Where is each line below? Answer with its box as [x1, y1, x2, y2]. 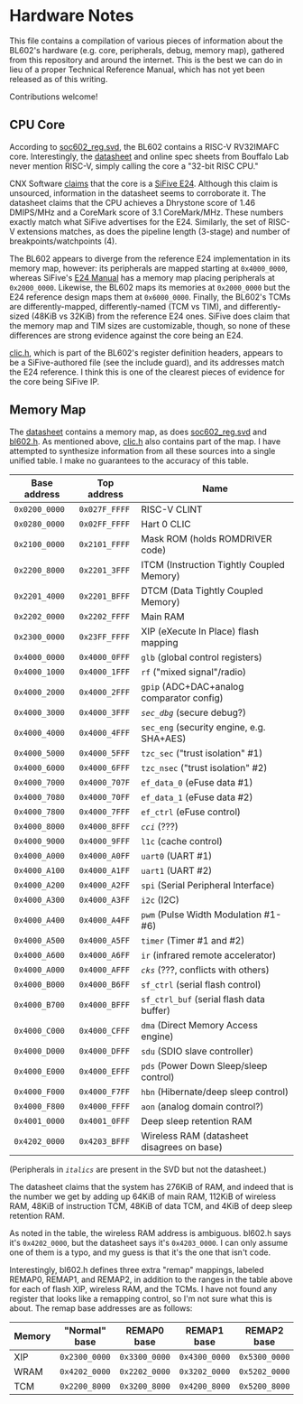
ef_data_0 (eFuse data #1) [141, 776, 253, 788]
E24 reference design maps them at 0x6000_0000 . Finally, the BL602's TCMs [9, 291, 291, 302]
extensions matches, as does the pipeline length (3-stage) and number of [16, 226, 290, 237]
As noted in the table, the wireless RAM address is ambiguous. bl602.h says [9, 1227, 291, 1238]
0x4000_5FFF [78, 748, 131, 758]
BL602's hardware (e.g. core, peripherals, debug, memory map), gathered [9, 44, 285, 55]
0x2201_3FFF [78, 565, 131, 575]
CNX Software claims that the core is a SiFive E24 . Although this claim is [9, 178, 278, 189]
